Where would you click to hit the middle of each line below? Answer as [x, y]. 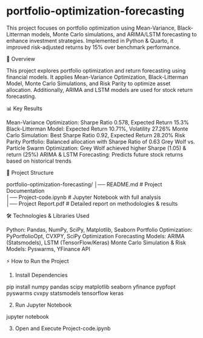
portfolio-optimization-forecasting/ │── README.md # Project [84, 184]
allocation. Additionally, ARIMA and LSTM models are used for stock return [99, 89]
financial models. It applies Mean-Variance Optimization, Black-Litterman [97, 77]
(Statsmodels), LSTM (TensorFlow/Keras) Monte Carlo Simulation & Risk [96, 242]
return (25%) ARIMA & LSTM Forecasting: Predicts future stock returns [95, 154]
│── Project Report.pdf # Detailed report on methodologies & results [92, 203]
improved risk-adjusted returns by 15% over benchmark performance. [93, 47]
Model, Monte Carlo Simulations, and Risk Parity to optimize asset [88, 83]
